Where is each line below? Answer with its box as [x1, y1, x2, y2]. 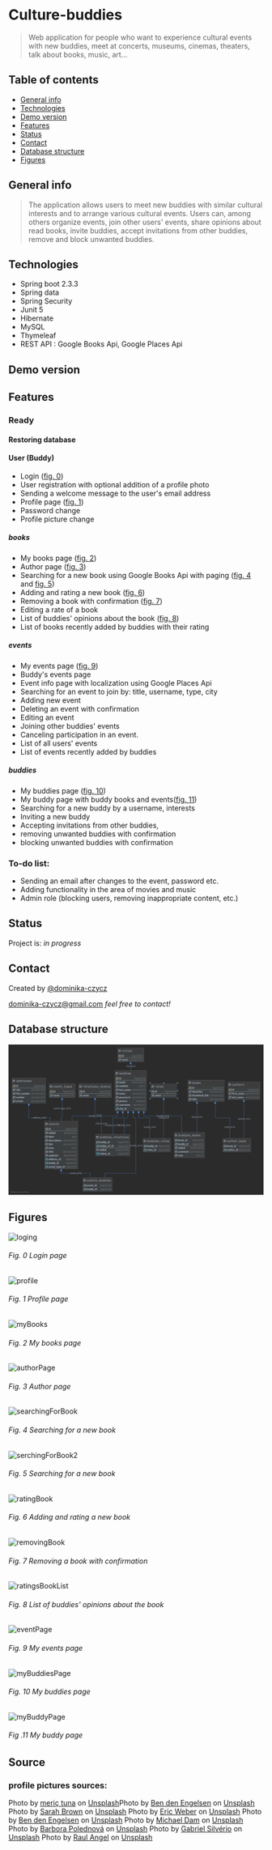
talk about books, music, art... [28, 49, 128, 59]
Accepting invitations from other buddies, [19, 820, 159, 830]
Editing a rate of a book [19, 605, 99, 615]
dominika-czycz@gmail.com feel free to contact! [8, 998, 172, 1009]
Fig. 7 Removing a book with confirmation [8, 1556, 148, 1566]
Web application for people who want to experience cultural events [28, 32, 253, 42]
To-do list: [8, 857, 50, 869]
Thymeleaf [19, 330, 57, 341]
